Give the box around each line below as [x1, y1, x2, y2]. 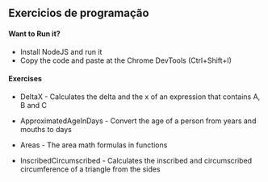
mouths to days [19, 124, 73, 134]
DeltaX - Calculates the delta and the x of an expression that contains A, [19, 92, 261, 101]
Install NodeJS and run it [19, 47, 103, 56]
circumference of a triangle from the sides [19, 164, 161, 174]
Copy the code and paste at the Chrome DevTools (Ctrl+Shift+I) [19, 56, 232, 65]
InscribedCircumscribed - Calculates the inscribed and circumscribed [19, 155, 253, 165]
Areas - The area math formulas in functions [19, 140, 168, 150]
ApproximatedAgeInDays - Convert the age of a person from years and [19, 116, 257, 126]
